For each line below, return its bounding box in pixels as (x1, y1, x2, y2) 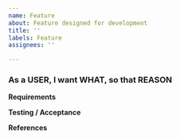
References (8, 123, 48, 133)
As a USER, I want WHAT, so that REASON (8, 75, 173, 86)
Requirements (8, 92, 57, 102)
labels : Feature (8, 33, 62, 42)
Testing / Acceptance (8, 108, 81, 118)
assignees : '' (8, 41, 56, 49)
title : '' (8, 26, 41, 34)
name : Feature (8, 11, 56, 20)
